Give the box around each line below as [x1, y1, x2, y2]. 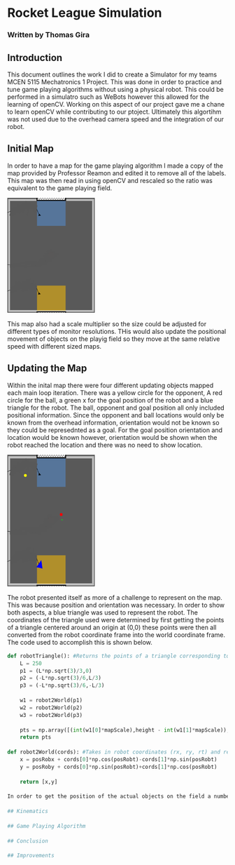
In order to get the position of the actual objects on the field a [7, 793, 211, 800]
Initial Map [7, 142, 54, 155]
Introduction [7, 51, 63, 64]
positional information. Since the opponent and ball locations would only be [7, 410, 225, 419]
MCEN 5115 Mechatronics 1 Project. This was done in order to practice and [7, 77, 222, 86]
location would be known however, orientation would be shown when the [7, 433, 218, 441]
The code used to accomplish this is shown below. [7, 638, 152, 646]
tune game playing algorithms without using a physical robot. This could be [7, 85, 224, 93]
